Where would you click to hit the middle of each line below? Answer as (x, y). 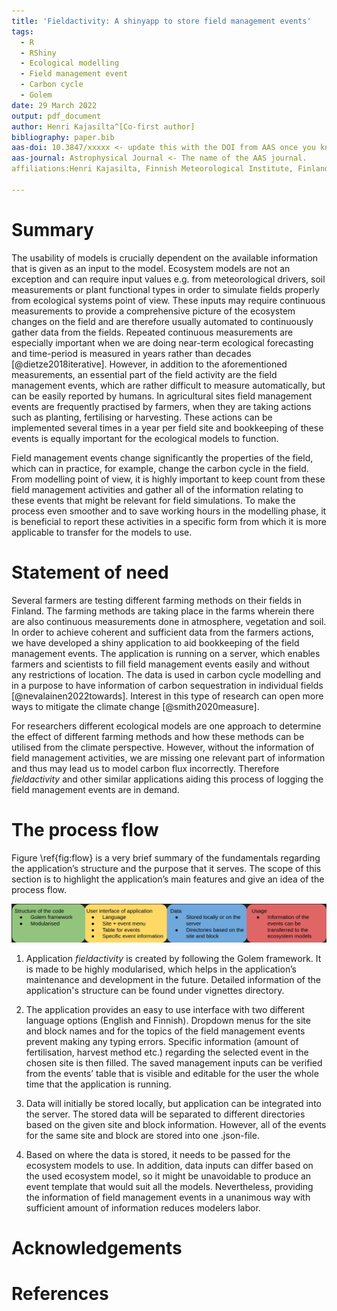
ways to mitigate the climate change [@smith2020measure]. (135, 706)
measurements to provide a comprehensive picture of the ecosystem (153, 311)
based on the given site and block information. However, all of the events (176, 1125)
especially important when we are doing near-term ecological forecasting (162, 342)
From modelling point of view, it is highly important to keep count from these (168, 479)
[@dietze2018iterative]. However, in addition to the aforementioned (149, 364)
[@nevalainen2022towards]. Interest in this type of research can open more (167, 696)
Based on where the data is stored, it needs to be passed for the (158, 1155)
